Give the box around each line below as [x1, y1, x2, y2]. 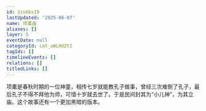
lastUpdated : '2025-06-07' [6, 15, 75, 21]
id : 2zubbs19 [6, 9, 40, 15]
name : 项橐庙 [6, 20, 37, 26]
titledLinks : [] [6, 65, 48, 72]
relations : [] [6, 60, 43, 66]
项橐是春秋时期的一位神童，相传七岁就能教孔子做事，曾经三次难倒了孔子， [6, 83, 194, 90]
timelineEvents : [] [6, 54, 56, 60]
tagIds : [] [6, 49, 34, 55]
